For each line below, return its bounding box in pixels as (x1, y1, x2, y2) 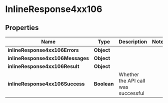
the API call (118, 77, 145, 84)
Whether (118, 71, 139, 78)
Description (118, 38, 147, 45)
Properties (5, 23, 39, 32)
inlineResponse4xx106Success (7, 80, 85, 87)
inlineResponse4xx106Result (7, 63, 79, 69)
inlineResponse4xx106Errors (7, 46, 79, 53)
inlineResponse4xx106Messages (7, 55, 89, 61)
